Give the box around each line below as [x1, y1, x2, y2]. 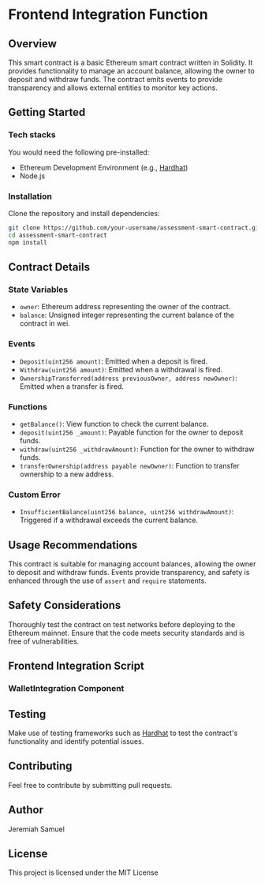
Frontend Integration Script [8, 659, 144, 673]
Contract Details [8, 260, 91, 274]
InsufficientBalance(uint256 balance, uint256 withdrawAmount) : [19, 507, 234, 517]
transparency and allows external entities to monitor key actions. [8, 83, 218, 92]
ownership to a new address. [19, 469, 114, 479]
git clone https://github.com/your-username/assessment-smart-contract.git [8, 223, 263, 232]
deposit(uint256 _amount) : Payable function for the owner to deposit [19, 428, 244, 437]
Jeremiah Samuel [8, 824, 65, 834]
